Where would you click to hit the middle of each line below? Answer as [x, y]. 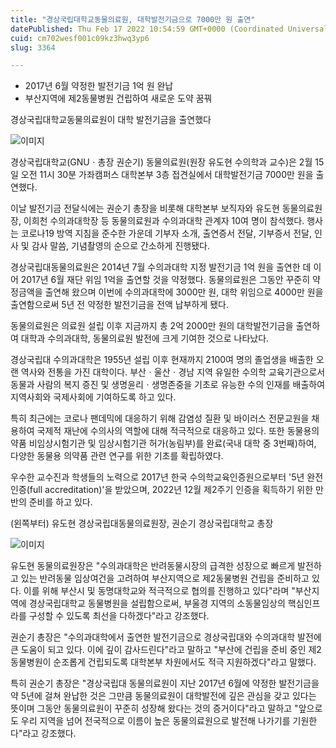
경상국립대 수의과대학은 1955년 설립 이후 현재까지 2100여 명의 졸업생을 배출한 [162, 360]
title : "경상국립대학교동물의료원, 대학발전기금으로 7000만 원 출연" [133, 19]
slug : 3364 [33, 47]
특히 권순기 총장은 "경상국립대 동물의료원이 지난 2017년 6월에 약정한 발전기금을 [165, 683]
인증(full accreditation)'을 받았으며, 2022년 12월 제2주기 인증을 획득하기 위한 [162, 490]
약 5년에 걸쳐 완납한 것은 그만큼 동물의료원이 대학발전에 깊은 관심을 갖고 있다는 [163, 696]
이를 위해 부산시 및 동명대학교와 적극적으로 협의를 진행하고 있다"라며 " [159, 591]
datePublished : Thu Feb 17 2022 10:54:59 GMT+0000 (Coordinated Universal [169, 29]
